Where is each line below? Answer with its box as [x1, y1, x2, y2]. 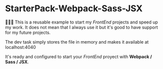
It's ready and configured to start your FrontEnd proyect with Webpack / [5, 53, 152, 59]
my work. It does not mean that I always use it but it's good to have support [5, 24, 158, 30]
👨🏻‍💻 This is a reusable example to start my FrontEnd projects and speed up [5, 19, 159, 25]
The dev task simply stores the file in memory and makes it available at [5, 39, 149, 45]
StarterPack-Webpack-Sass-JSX [5, 3, 143, 14]
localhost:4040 [5, 44, 36, 50]
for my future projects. [5, 29, 51, 35]
